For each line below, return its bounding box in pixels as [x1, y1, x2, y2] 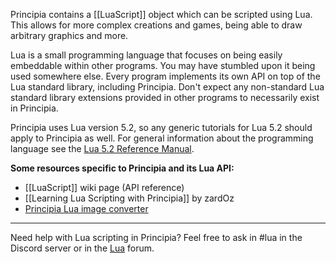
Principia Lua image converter [24, 203, 149, 214]
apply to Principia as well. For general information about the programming [10, 132, 314, 144]
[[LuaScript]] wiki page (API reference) [24, 182, 185, 193]
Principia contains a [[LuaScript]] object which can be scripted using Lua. [10, 9, 313, 20]
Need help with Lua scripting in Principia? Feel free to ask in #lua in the [10, 232, 303, 243]
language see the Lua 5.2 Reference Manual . [10, 143, 195, 154]
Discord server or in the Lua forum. [10, 242, 155, 254]
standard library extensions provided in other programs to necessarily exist [10, 92, 320, 103]
